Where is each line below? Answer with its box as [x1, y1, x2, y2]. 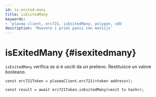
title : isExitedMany [5, 12, 48, 17]
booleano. [5, 69, 26, 75]
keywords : [5, 16, 26, 21]
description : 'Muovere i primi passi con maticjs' [5, 26, 113, 31]
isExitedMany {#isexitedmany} [5, 47, 136, 59]
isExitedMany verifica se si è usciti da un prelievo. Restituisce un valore [5, 64, 151, 70]
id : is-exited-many [5, 7, 46, 12]
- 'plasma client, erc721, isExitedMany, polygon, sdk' [5, 21, 124, 26]
